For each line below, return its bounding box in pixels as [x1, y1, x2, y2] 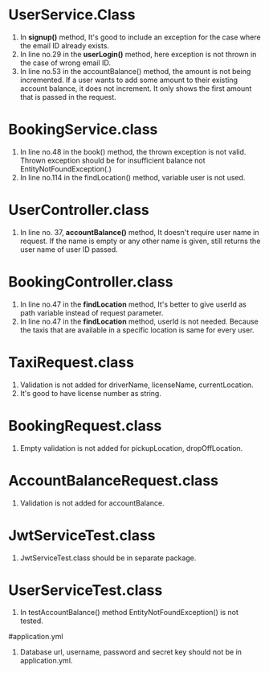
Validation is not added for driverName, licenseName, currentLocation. [19, 380, 255, 390]
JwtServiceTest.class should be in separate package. [19, 553, 197, 563]
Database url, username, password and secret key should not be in [19, 647, 243, 657]
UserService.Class [8, 6, 136, 24]
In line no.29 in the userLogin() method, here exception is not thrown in [19, 49, 257, 59]
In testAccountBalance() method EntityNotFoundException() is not [19, 608, 238, 617]
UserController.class [8, 201, 150, 219]
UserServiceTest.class [8, 581, 163, 599]
